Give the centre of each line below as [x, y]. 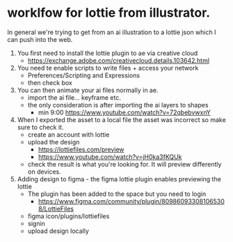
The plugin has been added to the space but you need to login [117, 194]
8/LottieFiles [56, 209]
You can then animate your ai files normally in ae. [88, 90]
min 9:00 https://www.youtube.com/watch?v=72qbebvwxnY [124, 112]
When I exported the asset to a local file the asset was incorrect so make [121, 119]
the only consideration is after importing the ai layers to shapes [118, 105]
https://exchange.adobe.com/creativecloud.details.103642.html [119, 60]
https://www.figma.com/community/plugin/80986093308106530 [131, 201]
